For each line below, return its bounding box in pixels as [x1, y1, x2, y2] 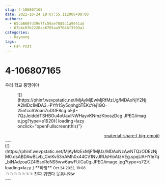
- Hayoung [9, 35, 29, 40]
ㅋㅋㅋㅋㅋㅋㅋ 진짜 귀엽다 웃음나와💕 [5, 171, 75, 177]
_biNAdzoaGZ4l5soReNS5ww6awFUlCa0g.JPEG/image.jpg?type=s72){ [5, 158, 150, 165]
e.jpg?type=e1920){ [17, 118, 57, 123]
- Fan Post [9, 44, 32, 49]
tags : [5, 39, 16, 44]
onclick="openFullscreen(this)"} [17, 123, 82, 129]
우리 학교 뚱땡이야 [5, 82, 39, 88]
